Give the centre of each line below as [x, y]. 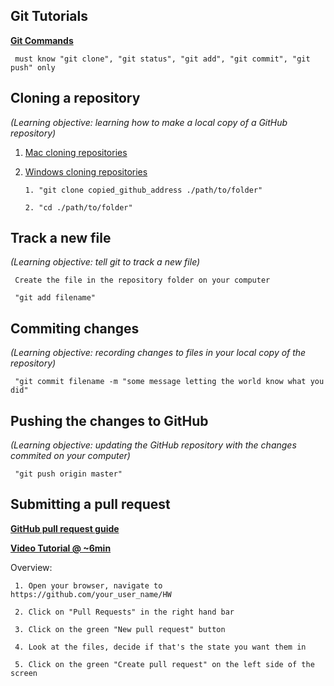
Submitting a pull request [90, 504]
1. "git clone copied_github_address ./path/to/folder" [143, 190]
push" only [33, 67]
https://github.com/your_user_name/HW [91, 594]
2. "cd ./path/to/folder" [78, 207]
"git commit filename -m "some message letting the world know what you [169, 382]
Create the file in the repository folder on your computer [142, 280]
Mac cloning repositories [76, 152]
